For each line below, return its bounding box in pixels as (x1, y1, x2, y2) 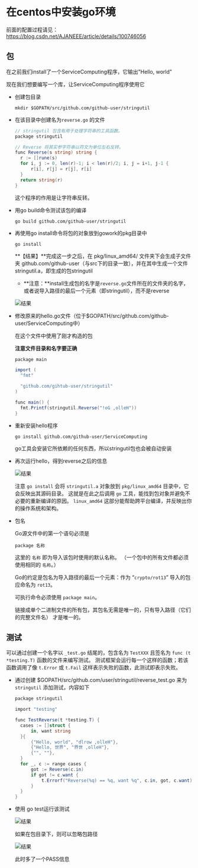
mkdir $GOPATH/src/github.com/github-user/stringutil (14, 105, 150, 111)
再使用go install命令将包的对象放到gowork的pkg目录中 (14, 229, 148, 236)
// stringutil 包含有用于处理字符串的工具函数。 (14, 128, 123, 134)
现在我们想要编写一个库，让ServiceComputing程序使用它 (6, 80, 145, 87)
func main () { (14, 399, 50, 405)
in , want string (30, 728, 71, 734)
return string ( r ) (20, 177, 63, 183)
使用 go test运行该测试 (14, 805, 70, 812)
